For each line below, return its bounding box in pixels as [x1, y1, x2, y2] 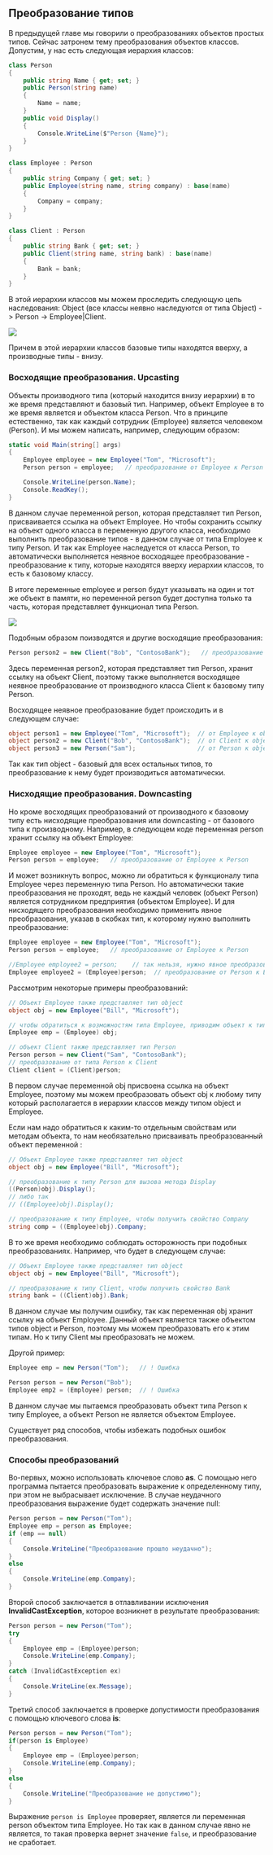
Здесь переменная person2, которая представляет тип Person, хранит [8, 663, 253, 673]
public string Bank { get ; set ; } [23, 242, 140, 251]
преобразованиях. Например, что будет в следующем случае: [8, 1246, 226, 1256]
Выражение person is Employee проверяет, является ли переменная [8, 1812, 246, 1822]
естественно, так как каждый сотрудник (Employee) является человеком [8, 416, 263, 426]
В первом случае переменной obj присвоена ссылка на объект [8, 1081, 229, 1090]
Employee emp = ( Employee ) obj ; [8, 1028, 118, 1037]
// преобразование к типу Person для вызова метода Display [8, 1177, 217, 1186]
